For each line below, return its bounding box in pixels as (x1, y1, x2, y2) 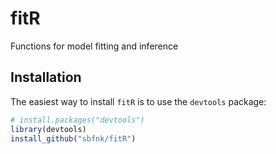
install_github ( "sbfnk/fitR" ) (10, 133, 137, 144)
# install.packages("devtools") (10, 115, 145, 125)
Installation (10, 69, 82, 86)
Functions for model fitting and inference (10, 40, 179, 52)
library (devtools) (10, 124, 87, 134)
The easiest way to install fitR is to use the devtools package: (10, 95, 267, 107)
